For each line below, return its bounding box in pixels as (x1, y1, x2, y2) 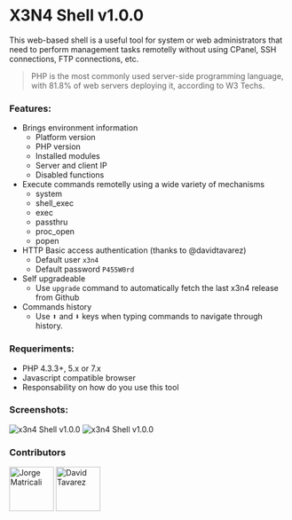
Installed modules (35, 151, 100, 162)
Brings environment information (21, 122, 138, 133)
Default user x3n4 (35, 255, 99, 265)
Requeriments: (9, 343, 75, 355)
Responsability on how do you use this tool (21, 382, 179, 392)
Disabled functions (35, 169, 105, 180)
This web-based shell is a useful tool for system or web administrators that (9, 35, 283, 45)
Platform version (35, 132, 96, 143)
